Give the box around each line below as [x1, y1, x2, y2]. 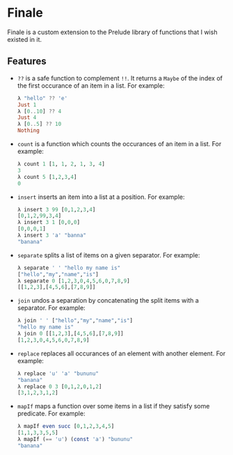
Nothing [17, 127, 40, 134]
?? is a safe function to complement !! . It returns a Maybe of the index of [17, 74, 223, 82]
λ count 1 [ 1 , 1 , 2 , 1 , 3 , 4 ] [17, 161, 106, 168]
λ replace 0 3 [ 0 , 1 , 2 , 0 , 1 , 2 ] [17, 383, 102, 390]
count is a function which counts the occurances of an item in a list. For [17, 140, 222, 147]
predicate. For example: [17, 409, 86, 418]
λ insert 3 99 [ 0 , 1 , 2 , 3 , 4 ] [17, 206, 96, 213]
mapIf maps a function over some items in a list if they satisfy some [17, 402, 210, 410]
